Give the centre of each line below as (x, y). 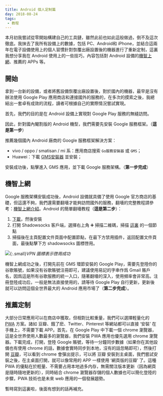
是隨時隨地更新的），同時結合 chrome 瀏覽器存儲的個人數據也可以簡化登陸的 (81, 372)
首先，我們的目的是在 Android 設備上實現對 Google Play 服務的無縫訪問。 (78, 114)
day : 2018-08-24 (21, 14)
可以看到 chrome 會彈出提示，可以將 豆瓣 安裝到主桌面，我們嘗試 (88, 354)
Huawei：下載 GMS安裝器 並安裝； (47, 157)
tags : (10, 18)
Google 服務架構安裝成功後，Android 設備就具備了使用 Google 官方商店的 (79, 196)
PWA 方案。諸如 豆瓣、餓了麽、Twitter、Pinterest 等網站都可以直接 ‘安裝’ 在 (81, 324)
